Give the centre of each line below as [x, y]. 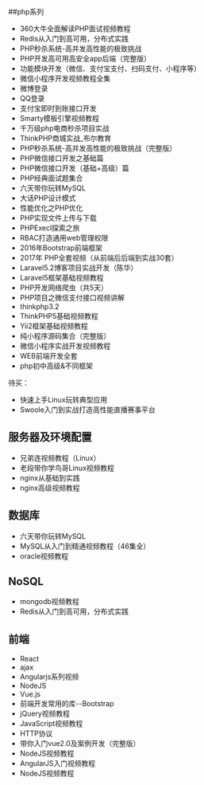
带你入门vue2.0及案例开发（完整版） [80, 744]
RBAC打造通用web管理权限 [64, 238]
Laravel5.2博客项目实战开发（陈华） [79, 268]
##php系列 [26, 12]
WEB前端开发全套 [48, 356]
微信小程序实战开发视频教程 [65, 346]
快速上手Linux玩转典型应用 [64, 400]
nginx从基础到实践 [50, 477]
